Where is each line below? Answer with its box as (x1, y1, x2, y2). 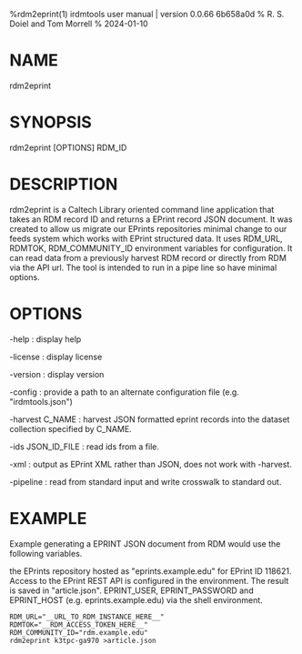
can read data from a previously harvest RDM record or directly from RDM (9, 252, 287, 263)
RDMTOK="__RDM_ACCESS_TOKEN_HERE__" (9, 619, 148, 629)
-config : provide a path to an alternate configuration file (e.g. (9, 387, 239, 397)
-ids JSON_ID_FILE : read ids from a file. (9, 441, 160, 452)
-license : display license (9, 351, 103, 362)
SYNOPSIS (9, 112, 93, 133)
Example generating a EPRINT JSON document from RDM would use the (9, 538, 281, 549)
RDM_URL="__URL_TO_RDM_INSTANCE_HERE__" (9, 612, 166, 621)
